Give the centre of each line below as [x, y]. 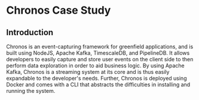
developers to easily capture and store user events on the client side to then [100, 59]
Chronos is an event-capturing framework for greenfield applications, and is [100, 46]
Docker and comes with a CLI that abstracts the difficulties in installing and [98, 85]
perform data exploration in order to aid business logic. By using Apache [96, 65]
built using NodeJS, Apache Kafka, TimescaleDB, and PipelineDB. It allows [98, 53]
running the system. [31, 91]
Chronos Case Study [59, 10]
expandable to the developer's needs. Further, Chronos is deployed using [97, 78]
